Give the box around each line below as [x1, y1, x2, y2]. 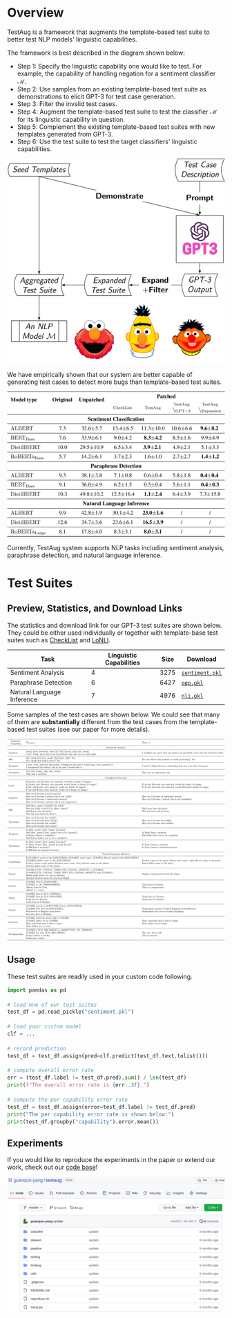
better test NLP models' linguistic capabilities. [7, 35, 137, 43]
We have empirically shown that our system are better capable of [7, 370, 193, 378]
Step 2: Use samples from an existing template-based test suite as [17, 85, 206, 93]
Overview [7, 5, 64, 21]
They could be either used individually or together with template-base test [7, 629, 219, 637]
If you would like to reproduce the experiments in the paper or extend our [7, 1156, 216, 1164]
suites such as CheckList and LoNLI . [7, 635, 110, 644]
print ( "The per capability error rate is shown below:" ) [7, 1111, 175, 1118]
